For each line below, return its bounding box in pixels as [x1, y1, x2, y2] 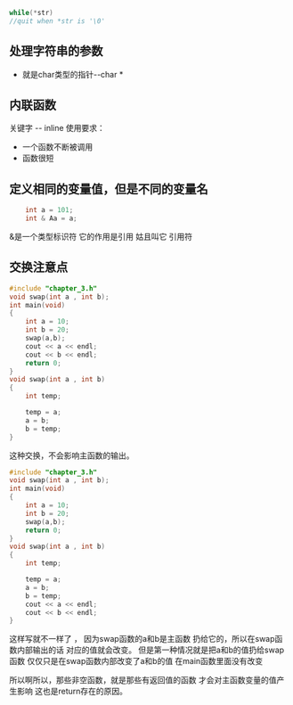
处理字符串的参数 [9, 44, 103, 59]
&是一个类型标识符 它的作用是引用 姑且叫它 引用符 [9, 231, 193, 242]
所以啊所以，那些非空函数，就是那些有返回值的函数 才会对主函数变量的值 [9, 675, 277, 685]
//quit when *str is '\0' [9, 16, 105, 26]
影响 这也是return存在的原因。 [16, 686, 127, 697]
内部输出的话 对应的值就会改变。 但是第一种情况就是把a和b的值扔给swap [16, 644, 285, 655]
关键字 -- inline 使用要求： [9, 123, 105, 134]
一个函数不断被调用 [21, 142, 94, 152]
